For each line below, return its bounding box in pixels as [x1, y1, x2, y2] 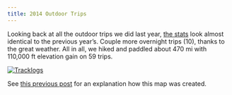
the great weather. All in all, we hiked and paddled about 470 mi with [7, 44, 207, 53]
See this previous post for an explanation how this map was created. [7, 79, 207, 88]
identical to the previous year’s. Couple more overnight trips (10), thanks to [7, 37, 225, 46]
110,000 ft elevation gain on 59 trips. [7, 52, 113, 61]
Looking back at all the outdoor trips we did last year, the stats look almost [7, 30, 224, 38]
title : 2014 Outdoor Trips [7, 10, 87, 18]
